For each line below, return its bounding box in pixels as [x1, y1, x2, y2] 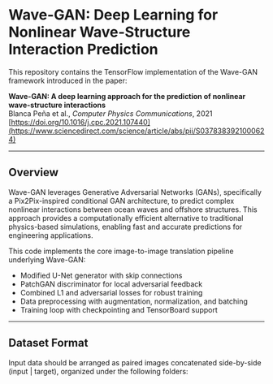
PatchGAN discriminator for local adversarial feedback [19, 278, 203, 289]
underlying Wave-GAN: [8, 254, 86, 265]
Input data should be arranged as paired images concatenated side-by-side [8, 357, 262, 367]
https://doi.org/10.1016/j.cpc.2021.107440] [11, 117, 150, 127]
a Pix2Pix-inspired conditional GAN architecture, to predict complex [8, 196, 235, 205]
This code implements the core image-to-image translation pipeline [8, 246, 234, 256]
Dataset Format [8, 336, 89, 350]
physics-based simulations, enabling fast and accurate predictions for [8, 222, 243, 231]
